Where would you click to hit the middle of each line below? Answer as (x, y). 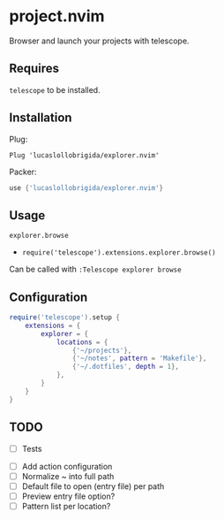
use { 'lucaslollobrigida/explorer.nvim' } (86, 187)
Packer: (23, 172)
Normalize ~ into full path (68, 476)
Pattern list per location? (66, 506)
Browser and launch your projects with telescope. (99, 41)
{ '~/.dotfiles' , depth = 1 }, (125, 367)
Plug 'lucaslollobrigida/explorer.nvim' (85, 155)
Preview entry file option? (68, 496)
